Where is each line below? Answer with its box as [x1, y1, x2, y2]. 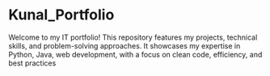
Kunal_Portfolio [8, 6, 115, 24]
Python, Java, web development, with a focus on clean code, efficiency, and [8, 49, 263, 59]
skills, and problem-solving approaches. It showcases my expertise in [8, 40, 241, 50]
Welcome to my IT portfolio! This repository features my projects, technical [8, 32, 258, 42]
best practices [8, 58, 57, 68]
